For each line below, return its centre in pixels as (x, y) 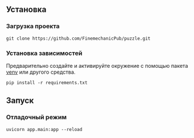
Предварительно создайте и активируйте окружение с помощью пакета (97, 65)
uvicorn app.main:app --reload (44, 129)
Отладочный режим (36, 118)
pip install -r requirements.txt (47, 82)
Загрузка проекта (33, 26)
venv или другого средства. (41, 72)
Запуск (20, 101)
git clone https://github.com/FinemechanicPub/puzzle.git (78, 38)
